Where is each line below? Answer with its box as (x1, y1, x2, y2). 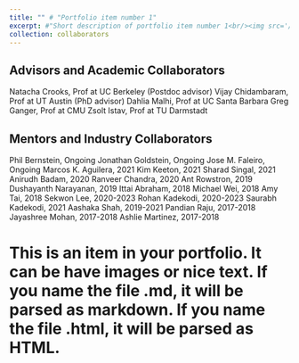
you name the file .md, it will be (9, 281, 244, 301)
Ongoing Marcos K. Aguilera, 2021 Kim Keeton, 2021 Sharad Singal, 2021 (9, 164, 276, 175)
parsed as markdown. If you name (9, 300, 265, 320)
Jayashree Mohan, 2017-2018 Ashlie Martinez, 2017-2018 (9, 211, 220, 222)
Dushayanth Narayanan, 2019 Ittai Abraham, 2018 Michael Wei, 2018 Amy (9, 184, 279, 194)
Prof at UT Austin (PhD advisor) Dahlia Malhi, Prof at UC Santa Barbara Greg (9, 95, 289, 107)
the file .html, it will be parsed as (9, 318, 255, 339)
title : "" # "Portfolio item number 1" (9, 12, 158, 22)
